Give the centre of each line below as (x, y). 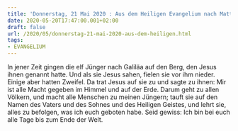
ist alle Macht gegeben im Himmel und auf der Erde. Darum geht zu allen (113, 90)
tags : (15, 40)
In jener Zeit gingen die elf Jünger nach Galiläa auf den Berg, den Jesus (112, 67)
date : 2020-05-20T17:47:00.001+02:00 (63, 21)
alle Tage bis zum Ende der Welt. (55, 120)
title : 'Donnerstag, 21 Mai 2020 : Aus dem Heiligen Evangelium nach (112, 14)
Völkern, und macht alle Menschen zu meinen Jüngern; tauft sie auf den (113, 97)
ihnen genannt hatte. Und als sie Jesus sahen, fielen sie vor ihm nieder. (111, 74)
